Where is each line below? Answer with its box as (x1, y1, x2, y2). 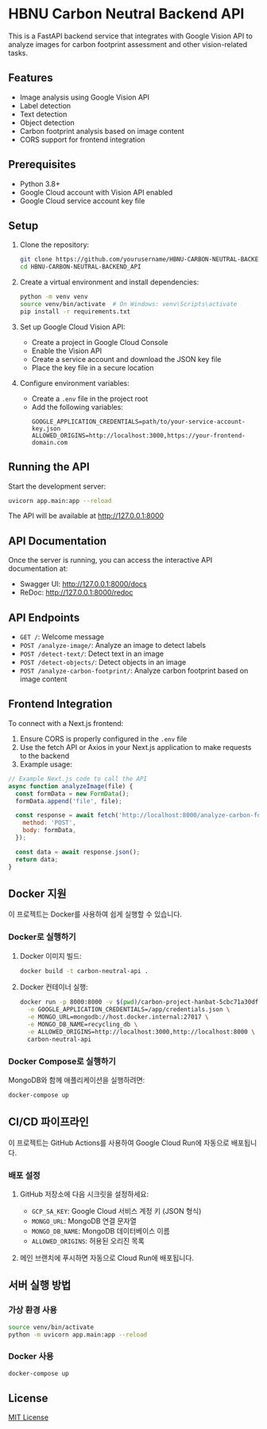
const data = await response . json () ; (15, 848, 141, 856)
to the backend (19, 751, 70, 760)
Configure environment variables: (19, 378, 130, 387)
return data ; (15, 855, 59, 863)
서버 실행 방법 (8, 1278, 72, 1292)
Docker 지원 (8, 886, 67, 901)
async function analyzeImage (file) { (8, 782, 133, 790)
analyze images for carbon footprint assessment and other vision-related (8, 39, 248, 49)
